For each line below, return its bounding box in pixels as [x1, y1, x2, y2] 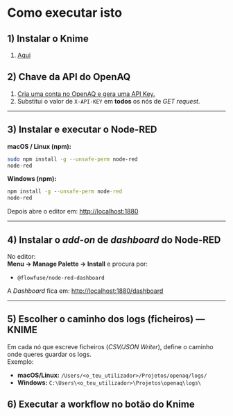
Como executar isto [7, 5, 123, 21]
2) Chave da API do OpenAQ [7, 71, 131, 83]
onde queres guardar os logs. [7, 350, 92, 358]
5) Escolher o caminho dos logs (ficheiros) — [7, 313, 205, 325]
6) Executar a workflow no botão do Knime [7, 399, 196, 410]
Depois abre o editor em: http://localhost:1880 [7, 207, 139, 216]
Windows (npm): [7, 175, 57, 183]
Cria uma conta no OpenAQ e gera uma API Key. [17, 89, 155, 98]
